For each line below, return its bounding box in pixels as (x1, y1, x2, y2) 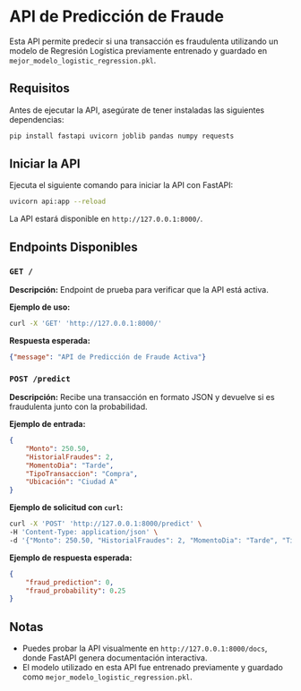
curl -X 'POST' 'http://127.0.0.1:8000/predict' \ (9, 519, 202, 529)
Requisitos (9, 81, 70, 96)
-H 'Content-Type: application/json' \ (9, 528, 159, 537)
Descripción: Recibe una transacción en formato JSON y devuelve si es (9, 392, 275, 403)
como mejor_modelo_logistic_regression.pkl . (21, 671, 193, 682)
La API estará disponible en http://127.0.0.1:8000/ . (9, 213, 203, 225)
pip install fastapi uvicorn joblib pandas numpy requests (9, 132, 235, 141)
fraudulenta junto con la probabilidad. (9, 401, 148, 413)
